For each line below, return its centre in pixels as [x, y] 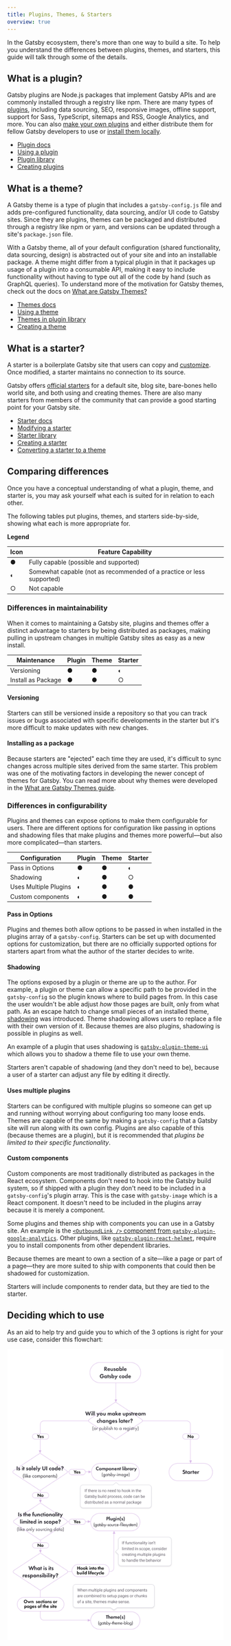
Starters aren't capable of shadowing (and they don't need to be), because [113, 1068]
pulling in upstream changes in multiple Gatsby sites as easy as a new [106, 638]
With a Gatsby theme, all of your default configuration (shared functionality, [114, 248]
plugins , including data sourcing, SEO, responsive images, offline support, [112, 109]
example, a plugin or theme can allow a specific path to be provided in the [112, 990]
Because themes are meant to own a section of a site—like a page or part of [115, 1258]
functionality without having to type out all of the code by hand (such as [109, 277]
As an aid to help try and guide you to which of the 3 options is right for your [115, 1332]
